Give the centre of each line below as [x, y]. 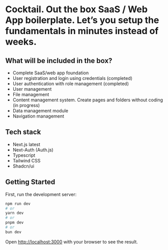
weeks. [21, 42]
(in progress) [26, 105]
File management [31, 94]
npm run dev [18, 204]
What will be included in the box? [59, 60]
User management [32, 89]
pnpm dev [15, 223]
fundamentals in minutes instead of [82, 31]
